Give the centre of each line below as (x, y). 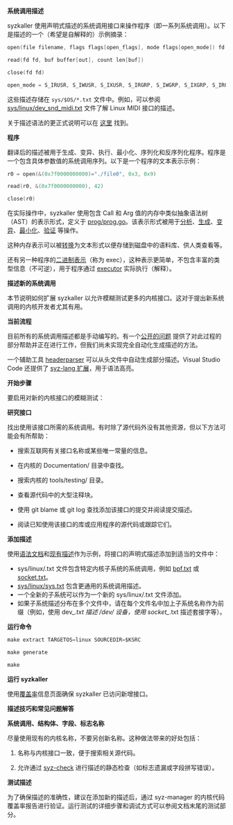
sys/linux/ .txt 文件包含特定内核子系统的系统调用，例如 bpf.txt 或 (108, 569)
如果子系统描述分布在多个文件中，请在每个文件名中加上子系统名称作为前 (120, 604)
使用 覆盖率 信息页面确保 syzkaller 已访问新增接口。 (79, 694)
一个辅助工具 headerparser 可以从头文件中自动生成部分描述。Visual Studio (114, 359)
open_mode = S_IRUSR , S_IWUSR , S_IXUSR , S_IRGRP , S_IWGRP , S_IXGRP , (108, 85)
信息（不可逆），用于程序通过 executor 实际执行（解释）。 (94, 269)
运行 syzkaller (28, 679)
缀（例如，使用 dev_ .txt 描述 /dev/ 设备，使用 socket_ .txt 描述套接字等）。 (122, 612)
